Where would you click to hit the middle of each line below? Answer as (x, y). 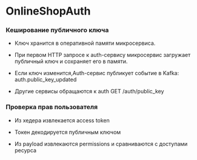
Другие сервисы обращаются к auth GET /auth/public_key (89, 92)
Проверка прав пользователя (52, 107)
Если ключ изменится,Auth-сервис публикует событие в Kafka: (97, 73)
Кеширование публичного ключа (57, 30)
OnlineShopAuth (48, 11)
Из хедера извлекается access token (62, 120)
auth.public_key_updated (45, 79)
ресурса (25, 150)
